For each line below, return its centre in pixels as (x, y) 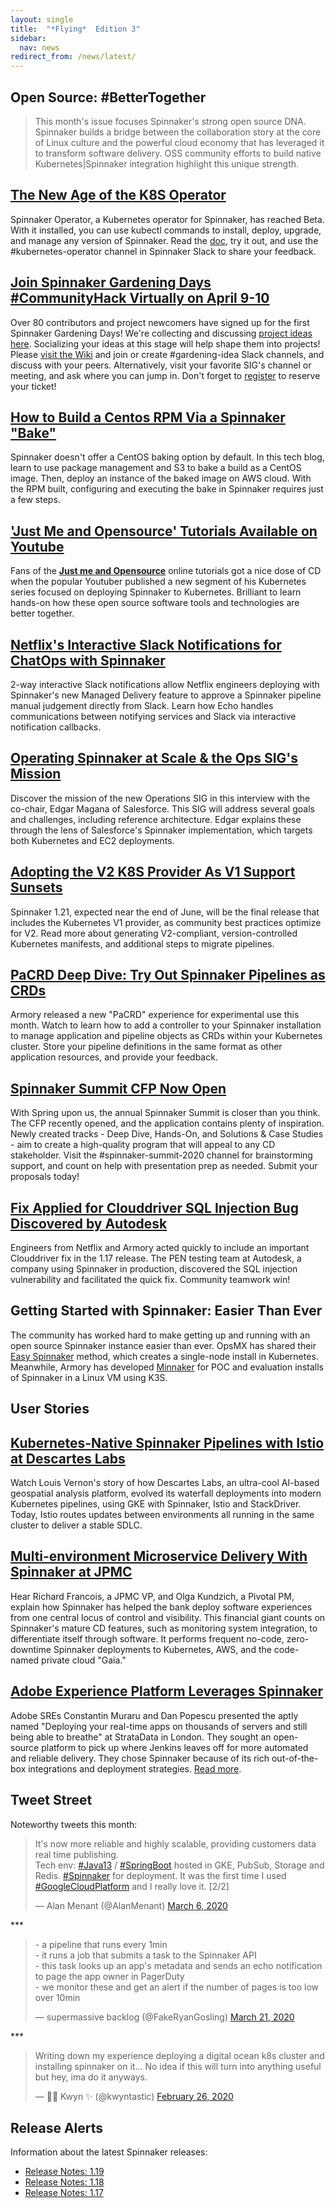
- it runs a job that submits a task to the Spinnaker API (145, 1955)
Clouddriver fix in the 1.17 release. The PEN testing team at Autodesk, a (156, 1258)
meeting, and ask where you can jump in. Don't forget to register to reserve (165, 375)
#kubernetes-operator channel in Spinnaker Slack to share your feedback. (163, 251)
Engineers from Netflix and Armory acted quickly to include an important (160, 1248)
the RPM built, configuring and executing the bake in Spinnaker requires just (167, 489)
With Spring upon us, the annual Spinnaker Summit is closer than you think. (165, 1113)
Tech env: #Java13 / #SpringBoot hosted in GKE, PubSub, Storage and (179, 1865)
